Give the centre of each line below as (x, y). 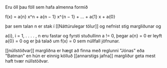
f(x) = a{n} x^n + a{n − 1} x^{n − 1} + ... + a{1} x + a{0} (60, 17)
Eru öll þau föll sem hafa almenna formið (47, 7)
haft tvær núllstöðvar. (27, 61)
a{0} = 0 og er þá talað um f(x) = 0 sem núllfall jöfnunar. (63, 41)
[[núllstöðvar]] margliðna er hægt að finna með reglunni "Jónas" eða (75, 51)
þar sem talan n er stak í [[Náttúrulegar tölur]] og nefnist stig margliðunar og (83, 26)
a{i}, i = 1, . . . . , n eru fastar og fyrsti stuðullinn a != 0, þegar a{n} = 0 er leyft (83, 36)
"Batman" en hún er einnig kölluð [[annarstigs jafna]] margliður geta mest (80, 56)
